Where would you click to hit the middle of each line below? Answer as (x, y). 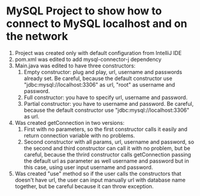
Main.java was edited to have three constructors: (75, 65)
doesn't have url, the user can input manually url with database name (100, 180)
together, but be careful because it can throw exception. (84, 186)
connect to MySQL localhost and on (97, 24)
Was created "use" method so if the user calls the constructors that (98, 173)
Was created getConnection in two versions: (69, 122)
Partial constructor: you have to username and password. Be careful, (109, 103)
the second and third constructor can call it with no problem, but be (107, 148)
